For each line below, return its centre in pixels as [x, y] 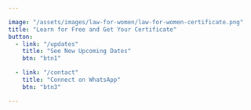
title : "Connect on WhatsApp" [72, 80]
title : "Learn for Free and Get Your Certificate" [93, 29]
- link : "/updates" [47, 44]
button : [21, 37]
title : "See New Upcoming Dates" [77, 51]
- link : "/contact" [47, 73]
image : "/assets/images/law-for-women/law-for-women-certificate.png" [126, 22]
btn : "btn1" [42, 59]
